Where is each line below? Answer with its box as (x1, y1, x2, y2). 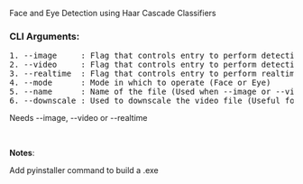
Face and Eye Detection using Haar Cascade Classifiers (9, 8, 216, 18)
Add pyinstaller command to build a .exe (9, 165, 160, 176)
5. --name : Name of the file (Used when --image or (9, 87, 271, 97)
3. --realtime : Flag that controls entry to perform (9, 69, 257, 79)
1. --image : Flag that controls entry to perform (9, 51, 257, 61)
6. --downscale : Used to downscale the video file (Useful (9, 96, 281, 106)
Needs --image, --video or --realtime (9, 113, 148, 124)
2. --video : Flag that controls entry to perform (9, 60, 257, 70)
